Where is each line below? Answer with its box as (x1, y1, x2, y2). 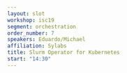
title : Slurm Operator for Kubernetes (7, 49, 120, 56)
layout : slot (7, 10, 45, 17)
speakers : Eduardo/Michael (7, 36, 86, 43)
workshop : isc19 (7, 17, 54, 24)
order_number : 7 (7, 29, 54, 37)
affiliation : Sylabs (7, 42, 68, 49)
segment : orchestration (7, 23, 77, 30)
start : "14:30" (7, 56, 52, 63)
